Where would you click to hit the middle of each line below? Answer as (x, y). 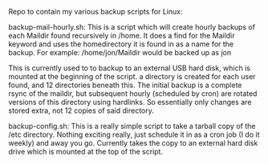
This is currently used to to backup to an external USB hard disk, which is (130, 68)
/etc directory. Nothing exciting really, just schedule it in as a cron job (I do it (134, 134)
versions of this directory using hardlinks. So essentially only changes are (130, 102)
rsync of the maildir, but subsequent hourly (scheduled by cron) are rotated (133, 94)
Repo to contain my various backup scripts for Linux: (95, 12)
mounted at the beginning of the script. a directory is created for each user (132, 76)
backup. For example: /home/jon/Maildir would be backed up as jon (120, 52)
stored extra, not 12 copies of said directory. (81, 110)
